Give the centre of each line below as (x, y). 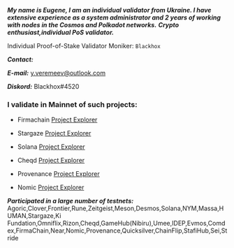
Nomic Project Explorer (51, 187)
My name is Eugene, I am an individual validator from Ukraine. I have (109, 10)
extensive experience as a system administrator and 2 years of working (114, 17)
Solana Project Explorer (51, 147)
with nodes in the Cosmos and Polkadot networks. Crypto (93, 25)
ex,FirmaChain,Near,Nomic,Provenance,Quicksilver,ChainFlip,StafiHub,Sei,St (117, 231)
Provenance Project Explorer (58, 174)
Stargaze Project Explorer (54, 133)
